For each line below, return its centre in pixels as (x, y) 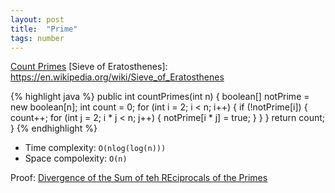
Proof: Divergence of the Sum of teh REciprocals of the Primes (139, 178)
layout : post (37, 19)
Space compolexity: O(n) (76, 158)
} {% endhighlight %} (54, 128)
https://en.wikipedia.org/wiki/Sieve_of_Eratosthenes (117, 77)
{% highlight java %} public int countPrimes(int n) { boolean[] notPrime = (160, 97)
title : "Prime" (44, 29)
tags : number (37, 38)
